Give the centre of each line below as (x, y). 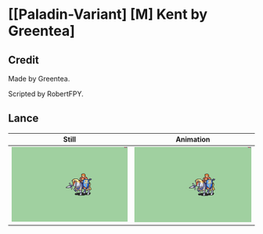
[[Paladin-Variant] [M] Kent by (108, 14)
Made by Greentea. (39, 79)
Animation (193, 139)
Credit (23, 60)
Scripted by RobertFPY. (46, 94)
